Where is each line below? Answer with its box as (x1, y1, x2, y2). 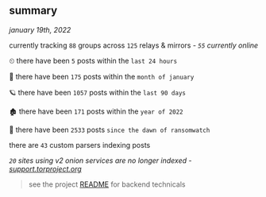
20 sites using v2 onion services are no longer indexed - (9, 156, 192, 165)
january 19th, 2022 (9, 25, 71, 34)
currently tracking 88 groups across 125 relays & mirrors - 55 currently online (9, 41, 259, 50)
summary (9, 4, 58, 17)
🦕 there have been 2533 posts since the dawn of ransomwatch (9, 125, 210, 134)
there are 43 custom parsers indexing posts (9, 140, 151, 149)
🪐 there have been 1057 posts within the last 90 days (9, 87, 186, 97)
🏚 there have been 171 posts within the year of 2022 (9, 106, 183, 116)
